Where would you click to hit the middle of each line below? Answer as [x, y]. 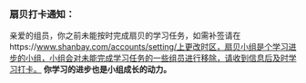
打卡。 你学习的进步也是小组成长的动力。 [94, 69]
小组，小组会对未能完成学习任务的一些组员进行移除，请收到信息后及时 [157, 58]
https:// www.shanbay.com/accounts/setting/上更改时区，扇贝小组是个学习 [149, 47]
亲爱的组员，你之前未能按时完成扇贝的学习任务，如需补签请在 [125, 36]
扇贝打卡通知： [42, 14]
